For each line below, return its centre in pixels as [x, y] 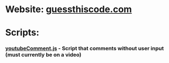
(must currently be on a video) [43, 55]
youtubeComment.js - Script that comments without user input [84, 48]
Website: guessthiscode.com [69, 9]
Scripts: [22, 33]
